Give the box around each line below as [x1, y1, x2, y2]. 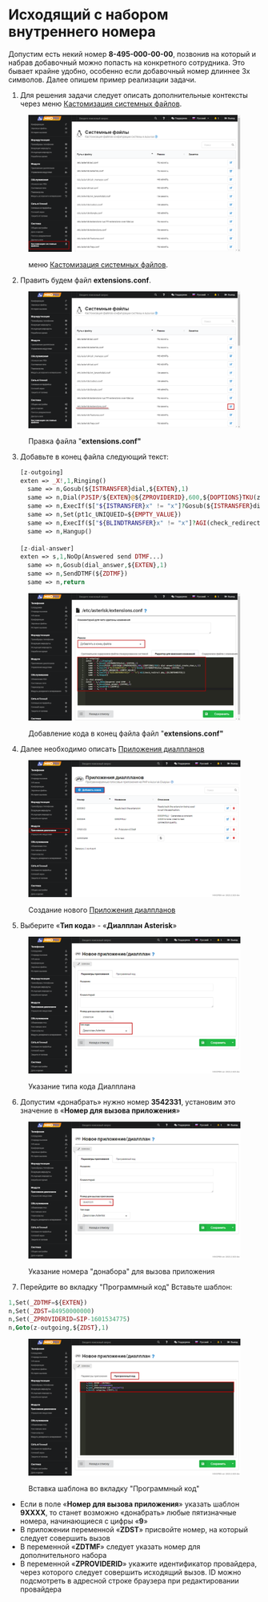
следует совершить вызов [19, 1534, 110, 1543]
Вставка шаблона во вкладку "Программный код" [28, 1484, 200, 1494]
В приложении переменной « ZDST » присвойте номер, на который [19, 1525, 248, 1535]
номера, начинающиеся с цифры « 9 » [19, 1516, 148, 1526]
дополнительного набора [19, 1551, 107, 1560]
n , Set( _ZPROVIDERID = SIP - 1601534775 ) [8, 1316, 130, 1324]
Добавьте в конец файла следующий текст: [19, 452, 170, 461]
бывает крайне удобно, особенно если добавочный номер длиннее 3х [8, 66, 250, 75]
